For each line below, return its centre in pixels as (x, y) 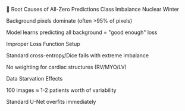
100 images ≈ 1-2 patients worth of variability (62, 90)
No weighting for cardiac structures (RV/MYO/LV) (66, 67)
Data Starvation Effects (35, 78)
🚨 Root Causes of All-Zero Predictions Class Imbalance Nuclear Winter (93, 9)
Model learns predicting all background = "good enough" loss (82, 32)
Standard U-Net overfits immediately (51, 102)
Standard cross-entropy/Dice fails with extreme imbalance (78, 55)
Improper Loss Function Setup (43, 44)
